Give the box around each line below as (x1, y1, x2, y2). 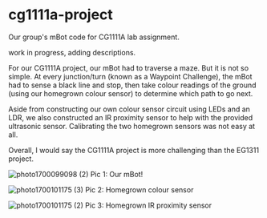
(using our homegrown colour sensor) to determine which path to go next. (8, 88, 253, 98)
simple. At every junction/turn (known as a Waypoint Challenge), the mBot (8, 71, 253, 81)
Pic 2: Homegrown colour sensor (85, 184, 194, 194)
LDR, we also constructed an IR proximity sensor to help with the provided (8, 112, 253, 122)
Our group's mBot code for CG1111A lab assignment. (8, 32, 180, 42)
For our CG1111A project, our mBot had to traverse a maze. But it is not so (8, 63, 249, 73)
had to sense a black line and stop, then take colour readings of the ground (8, 80, 257, 90)
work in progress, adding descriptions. (8, 47, 136, 57)
